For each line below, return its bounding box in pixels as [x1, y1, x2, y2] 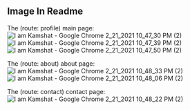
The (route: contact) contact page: [7, 87, 106, 95]
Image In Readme [7, 6, 84, 17]
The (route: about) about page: [7, 59, 95, 68]
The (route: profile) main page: [7, 24, 95, 32]
